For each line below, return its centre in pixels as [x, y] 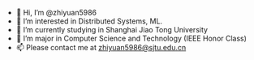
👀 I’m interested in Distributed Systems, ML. [89, 21]
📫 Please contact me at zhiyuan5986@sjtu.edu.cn [101, 47]
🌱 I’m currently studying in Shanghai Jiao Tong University [112, 30]
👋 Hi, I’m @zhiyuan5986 [56, 13]
